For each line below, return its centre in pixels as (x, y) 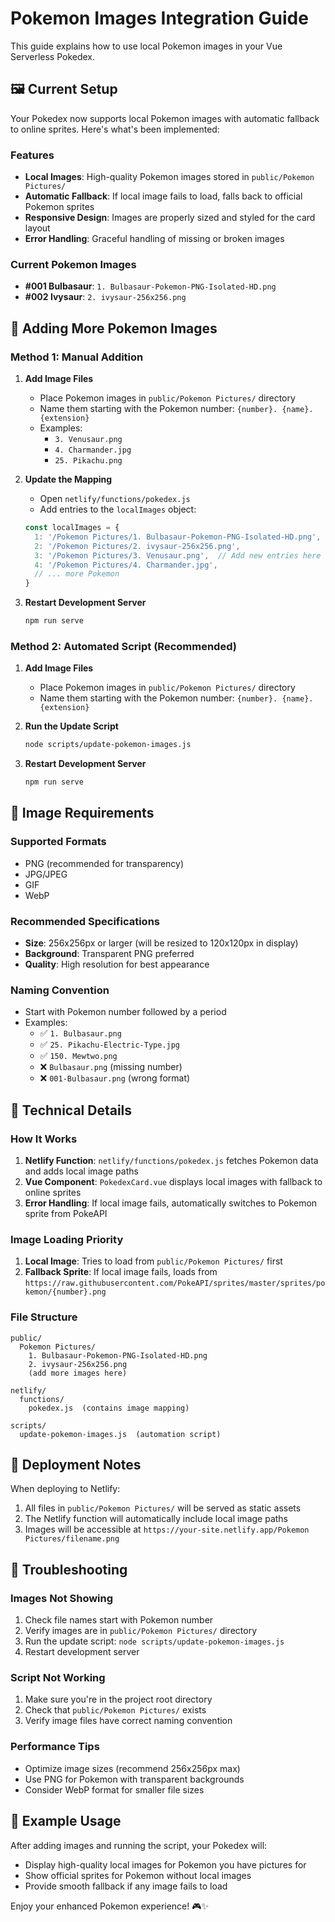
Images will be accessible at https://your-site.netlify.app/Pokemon (167, 1529)
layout (37, 228)
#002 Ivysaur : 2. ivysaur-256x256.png (105, 297)
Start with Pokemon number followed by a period (125, 1012)
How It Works (44, 1139)
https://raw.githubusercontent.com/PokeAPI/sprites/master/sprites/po (175, 1283)
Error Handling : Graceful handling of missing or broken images (154, 239)
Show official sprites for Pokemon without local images (138, 1875)
